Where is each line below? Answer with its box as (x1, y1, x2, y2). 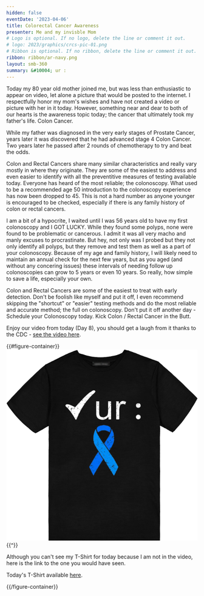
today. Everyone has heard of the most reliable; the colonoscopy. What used (6, 179, 197, 186)
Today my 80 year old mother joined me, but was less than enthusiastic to (6, 85, 191, 92)
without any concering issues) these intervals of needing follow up (6, 262, 173, 269)
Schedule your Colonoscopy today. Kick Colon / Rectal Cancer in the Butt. (6, 313, 191, 320)
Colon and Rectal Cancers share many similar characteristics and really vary (6, 160, 197, 167)
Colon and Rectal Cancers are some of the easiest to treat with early (6, 286, 177, 294)
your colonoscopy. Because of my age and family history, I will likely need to (6, 249, 197, 256)
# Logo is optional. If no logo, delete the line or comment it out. (6, 35, 186, 42)
